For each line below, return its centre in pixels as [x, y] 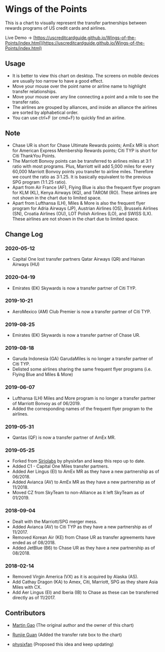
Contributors [25, 613]
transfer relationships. [34, 91]
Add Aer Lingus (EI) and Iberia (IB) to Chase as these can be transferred [85, 592]
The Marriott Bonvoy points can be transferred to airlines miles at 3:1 [82, 161]
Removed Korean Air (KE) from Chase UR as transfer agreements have [84, 537]
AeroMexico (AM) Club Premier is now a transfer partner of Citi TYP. [82, 311]
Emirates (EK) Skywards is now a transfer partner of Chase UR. [76, 335]
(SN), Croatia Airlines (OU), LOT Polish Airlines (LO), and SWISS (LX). [82, 213]
